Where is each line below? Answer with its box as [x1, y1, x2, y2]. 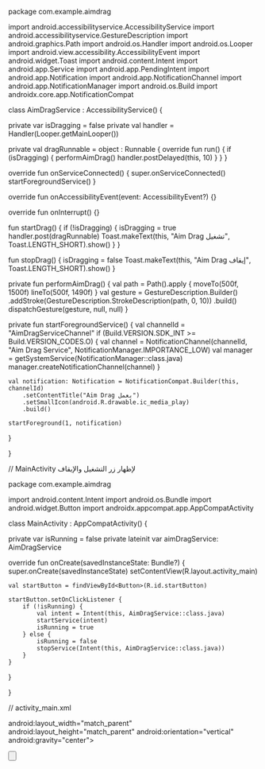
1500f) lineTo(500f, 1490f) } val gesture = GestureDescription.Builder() [8, 288, 238, 297]
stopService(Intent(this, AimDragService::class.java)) [36, 644, 225, 652]
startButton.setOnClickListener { [8, 596, 123, 604]
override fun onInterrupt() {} [8, 208, 101, 217]
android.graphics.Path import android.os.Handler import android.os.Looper [8, 39, 253, 49]
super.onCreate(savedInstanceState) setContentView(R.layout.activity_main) [8, 566, 258, 576]
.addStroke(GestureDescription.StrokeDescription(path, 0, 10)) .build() [8, 296, 237, 305]
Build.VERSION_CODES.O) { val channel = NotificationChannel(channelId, [8, 337, 248, 346]
